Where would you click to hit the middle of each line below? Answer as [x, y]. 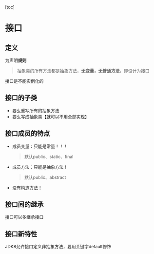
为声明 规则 [16, 60]
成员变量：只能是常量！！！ [40, 146]
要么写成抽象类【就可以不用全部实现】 [50, 117]
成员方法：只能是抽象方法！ [40, 167]
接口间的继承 [24, 205]
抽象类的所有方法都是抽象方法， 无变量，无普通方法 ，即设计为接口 [83, 71]
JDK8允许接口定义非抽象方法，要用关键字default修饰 [58, 247]
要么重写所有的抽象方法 [36, 110]
